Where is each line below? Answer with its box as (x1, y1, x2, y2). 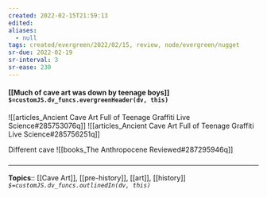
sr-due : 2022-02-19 (8, 48, 73, 56)
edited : (8, 19, 34, 27)
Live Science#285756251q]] (8, 129, 101, 139)
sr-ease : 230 (8, 64, 52, 71)
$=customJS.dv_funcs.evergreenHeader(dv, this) (8, 96, 169, 104)
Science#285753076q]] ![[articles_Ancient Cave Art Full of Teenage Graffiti (8, 121, 254, 130)
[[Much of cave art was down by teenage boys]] (8, 88, 170, 98)
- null (15, 33, 37, 42)
